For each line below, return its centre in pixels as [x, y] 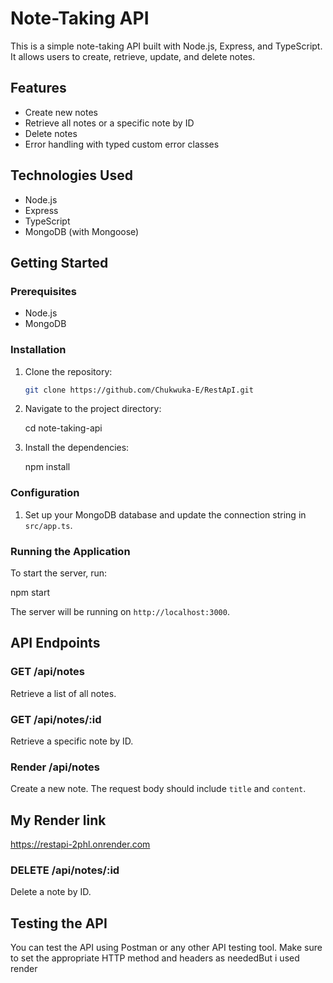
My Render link [58, 820]
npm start [30, 593]
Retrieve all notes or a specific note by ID [109, 123]
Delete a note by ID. [51, 892]
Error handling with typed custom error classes [122, 144]
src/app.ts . [48, 525]
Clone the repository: [68, 371]
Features [38, 88]
